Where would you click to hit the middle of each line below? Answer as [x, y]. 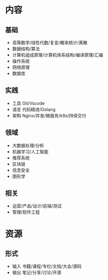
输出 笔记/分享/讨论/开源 [37, 273]
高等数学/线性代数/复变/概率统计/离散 [50, 43]
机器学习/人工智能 [30, 151]
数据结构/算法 [26, 49]
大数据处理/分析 [28, 145]
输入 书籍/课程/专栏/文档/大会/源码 [47, 266]
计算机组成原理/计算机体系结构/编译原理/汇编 [57, 55]
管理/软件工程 [26, 212]
